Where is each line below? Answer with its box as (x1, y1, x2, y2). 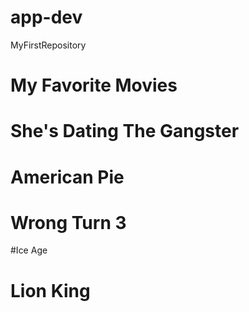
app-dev (10, 6, 83, 29)
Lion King (10, 279, 91, 302)
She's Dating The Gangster (10, 120, 240, 143)
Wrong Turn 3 (10, 211, 127, 234)
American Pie (10, 166, 125, 188)
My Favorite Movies (10, 74, 178, 97)
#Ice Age (10, 244, 48, 256)
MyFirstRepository (10, 39, 87, 51)
